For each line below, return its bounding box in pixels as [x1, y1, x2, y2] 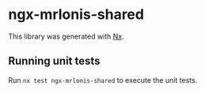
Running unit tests [8, 54, 101, 68]
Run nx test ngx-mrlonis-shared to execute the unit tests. [8, 75, 198, 84]
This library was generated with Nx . [8, 32, 124, 41]
